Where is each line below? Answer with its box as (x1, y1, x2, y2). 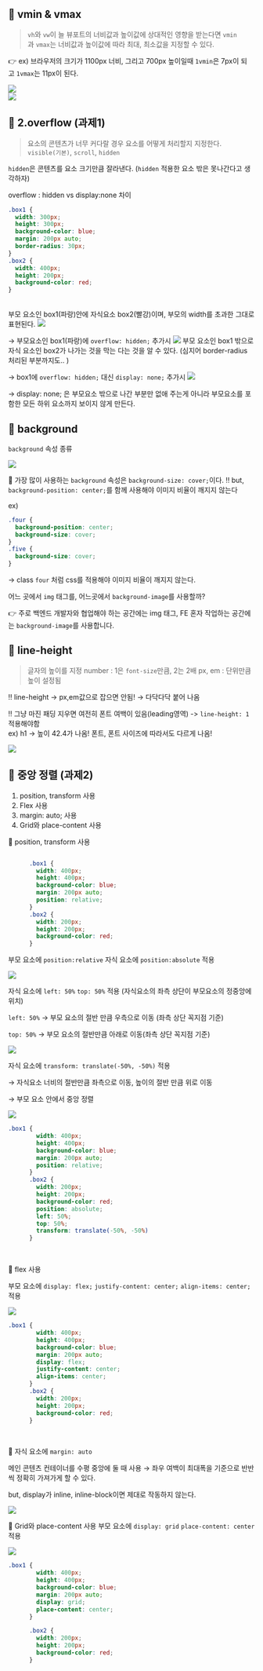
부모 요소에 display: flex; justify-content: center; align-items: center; (8, 1282, 251, 1291)
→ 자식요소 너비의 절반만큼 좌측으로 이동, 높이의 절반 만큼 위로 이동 (8, 1077, 213, 1088)
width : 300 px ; (15, 213, 61, 221)
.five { (8, 545, 34, 554)
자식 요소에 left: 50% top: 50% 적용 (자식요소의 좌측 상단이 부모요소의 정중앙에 (8, 986, 252, 996)
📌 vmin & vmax (8, 8, 82, 21)
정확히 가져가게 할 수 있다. (16, 1473, 96, 1483)
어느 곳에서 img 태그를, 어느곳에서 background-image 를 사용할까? (8, 592, 206, 601)
